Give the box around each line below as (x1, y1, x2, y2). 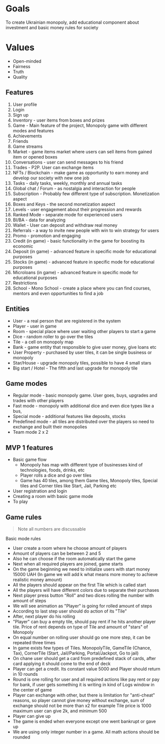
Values (5, 42, 35, 53)
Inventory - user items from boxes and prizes (12, 117, 105, 123)
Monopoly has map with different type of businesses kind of (20, 462, 143, 468)
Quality (12, 74, 28, 80)
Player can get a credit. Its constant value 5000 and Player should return (12, 665, 161, 672)
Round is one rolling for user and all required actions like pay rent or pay (12, 676, 160, 682)
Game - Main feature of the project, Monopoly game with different (12, 122, 148, 128)
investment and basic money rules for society (5, 24, 98, 30)
